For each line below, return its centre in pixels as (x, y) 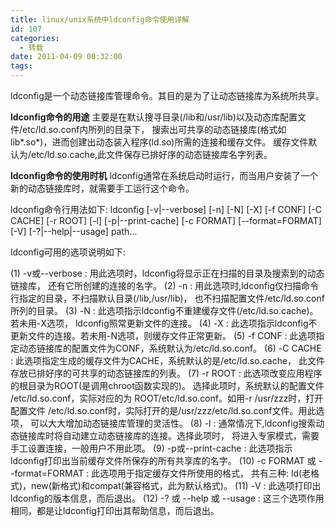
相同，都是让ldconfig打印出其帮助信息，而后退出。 (115, 510)
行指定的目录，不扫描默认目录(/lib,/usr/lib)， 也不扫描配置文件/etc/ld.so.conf (167, 298)
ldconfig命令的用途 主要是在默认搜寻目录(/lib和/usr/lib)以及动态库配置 (154, 117)
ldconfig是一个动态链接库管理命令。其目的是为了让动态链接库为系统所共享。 (167, 95)
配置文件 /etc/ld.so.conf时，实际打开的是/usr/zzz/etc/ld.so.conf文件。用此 (163, 410)
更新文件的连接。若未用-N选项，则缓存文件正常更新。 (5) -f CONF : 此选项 (163, 335)
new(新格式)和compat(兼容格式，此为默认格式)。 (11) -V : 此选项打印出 (176, 485)
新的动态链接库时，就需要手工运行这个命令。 (102, 188)
